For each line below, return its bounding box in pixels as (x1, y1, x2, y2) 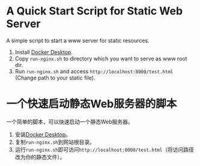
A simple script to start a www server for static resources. (6, 37, 150, 44)
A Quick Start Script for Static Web (6, 4, 183, 18)
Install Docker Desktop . (14, 48, 73, 55)
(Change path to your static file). (14, 74, 95, 81)
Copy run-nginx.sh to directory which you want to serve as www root (14, 55, 187, 62)
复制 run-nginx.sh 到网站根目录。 (14, 138, 95, 146)
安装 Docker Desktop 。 (14, 131, 71, 138)
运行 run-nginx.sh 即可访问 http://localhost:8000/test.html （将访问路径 (14, 146, 194, 153)
